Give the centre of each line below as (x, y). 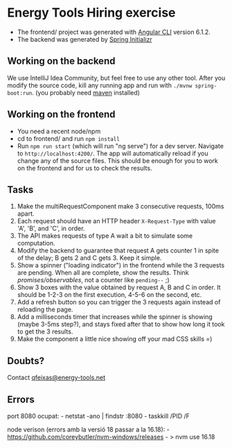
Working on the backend (61, 61)
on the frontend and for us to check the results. (84, 168)
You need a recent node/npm (59, 131)
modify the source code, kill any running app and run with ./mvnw (100, 85)
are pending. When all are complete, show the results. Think (103, 273)
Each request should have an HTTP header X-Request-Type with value (116, 221)
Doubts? (26, 361)
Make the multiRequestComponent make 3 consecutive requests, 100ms (121, 207)
